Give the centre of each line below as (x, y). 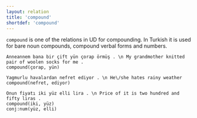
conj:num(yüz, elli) (32, 109)
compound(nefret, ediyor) (38, 83)
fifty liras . (24, 99)
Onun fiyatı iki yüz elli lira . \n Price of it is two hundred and (93, 94)
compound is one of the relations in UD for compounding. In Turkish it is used (99, 40)
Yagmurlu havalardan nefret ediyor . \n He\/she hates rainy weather (94, 78)
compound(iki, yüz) (30, 104)
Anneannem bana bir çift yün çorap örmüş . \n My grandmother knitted (96, 57)
